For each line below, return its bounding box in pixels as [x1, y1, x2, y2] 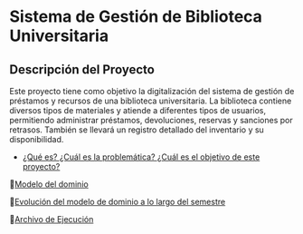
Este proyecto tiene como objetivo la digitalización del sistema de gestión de [9, 86, 295, 96]
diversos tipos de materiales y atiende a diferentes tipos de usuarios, [9, 105, 267, 115]
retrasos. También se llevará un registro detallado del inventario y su [9, 124, 264, 135]
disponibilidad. [9, 134, 64, 144]
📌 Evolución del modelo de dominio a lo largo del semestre [9, 197, 226, 207]
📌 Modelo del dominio [9, 179, 89, 190]
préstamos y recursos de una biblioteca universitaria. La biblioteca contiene [9, 95, 292, 106]
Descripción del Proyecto [9, 62, 156, 77]
